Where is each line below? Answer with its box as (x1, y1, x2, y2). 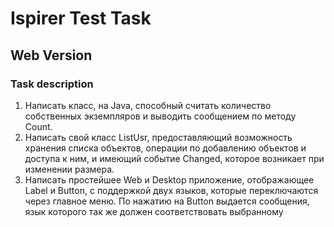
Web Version (10, 47, 93, 64)
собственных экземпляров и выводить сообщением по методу (24, 110, 297, 122)
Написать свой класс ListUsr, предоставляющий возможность (24, 131, 293, 143)
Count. (24, 120, 53, 132)
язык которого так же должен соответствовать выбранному (24, 205, 284, 217)
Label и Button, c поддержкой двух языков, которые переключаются (24, 184, 319, 196)
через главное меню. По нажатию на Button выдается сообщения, (24, 195, 310, 207)
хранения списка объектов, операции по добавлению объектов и (24, 142, 307, 154)
